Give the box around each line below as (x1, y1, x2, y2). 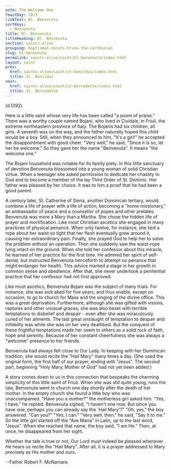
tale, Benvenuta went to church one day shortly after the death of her (5, 385, 151, 391)
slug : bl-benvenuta (5, 50, 47, 55)
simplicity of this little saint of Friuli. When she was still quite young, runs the (5, 379, 166, 385)
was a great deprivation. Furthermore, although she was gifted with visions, (5, 300, 164, 306)
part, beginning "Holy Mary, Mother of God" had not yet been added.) (5, 364, 152, 370)
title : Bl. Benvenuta (5, 31, 52, 36)
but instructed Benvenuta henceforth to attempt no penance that (20, 257, 157, 263)
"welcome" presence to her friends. (5, 338, 81, 344)
